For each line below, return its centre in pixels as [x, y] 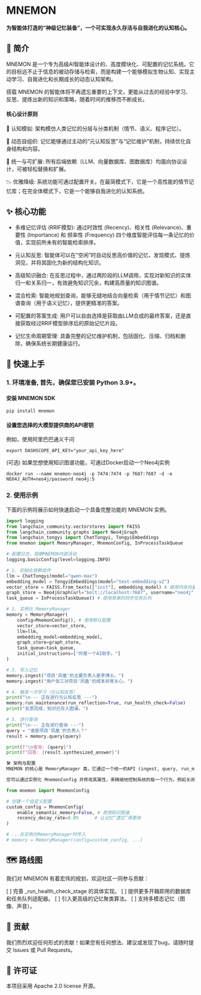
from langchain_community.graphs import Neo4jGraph [72, 532]
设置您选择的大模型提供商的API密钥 [50, 425]
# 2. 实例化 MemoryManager [38, 609]
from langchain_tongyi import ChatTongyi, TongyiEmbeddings [83, 538]
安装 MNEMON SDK [31, 398]
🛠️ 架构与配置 [21, 763]
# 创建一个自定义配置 [29, 801]
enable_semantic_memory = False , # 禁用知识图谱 [73, 812]
